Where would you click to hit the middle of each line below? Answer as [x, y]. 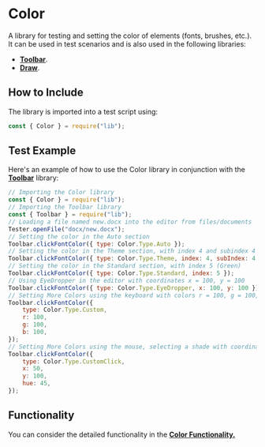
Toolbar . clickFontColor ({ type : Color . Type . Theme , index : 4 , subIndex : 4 [132, 259]
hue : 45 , [37, 384]
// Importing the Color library [61, 193]
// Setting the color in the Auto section [79, 237]
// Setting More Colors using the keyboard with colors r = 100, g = [125, 295]
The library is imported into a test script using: [83, 111]
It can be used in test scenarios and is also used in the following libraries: [127, 43]
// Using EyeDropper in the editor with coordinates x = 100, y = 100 [127, 280]
